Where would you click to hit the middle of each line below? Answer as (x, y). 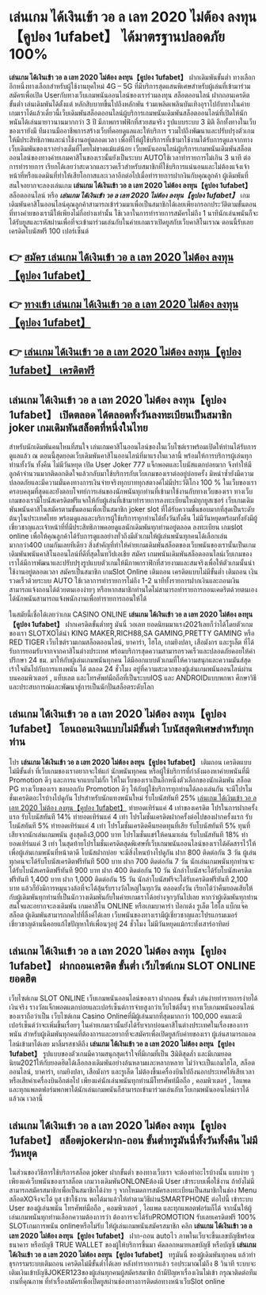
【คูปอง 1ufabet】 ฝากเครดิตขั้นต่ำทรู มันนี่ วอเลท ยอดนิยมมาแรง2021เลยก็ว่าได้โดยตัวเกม (131, 624)
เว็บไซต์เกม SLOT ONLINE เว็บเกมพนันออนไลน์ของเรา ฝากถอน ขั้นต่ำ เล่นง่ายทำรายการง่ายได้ (133, 998)
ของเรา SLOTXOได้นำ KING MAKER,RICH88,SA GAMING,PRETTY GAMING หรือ (132, 633)
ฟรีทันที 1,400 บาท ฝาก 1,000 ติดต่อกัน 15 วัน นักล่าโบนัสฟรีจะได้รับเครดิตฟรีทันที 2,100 (129, 879)
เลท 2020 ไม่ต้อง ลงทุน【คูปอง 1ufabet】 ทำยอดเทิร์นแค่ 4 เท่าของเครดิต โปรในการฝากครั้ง (133, 807)
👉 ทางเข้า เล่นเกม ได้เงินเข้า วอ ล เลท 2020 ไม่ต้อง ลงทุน (124, 304)
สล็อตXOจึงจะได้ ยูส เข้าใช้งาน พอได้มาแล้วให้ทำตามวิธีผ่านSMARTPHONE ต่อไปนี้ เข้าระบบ (131, 1199)
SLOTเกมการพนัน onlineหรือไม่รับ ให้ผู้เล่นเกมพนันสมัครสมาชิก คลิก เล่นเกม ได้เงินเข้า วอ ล (131, 1226)
